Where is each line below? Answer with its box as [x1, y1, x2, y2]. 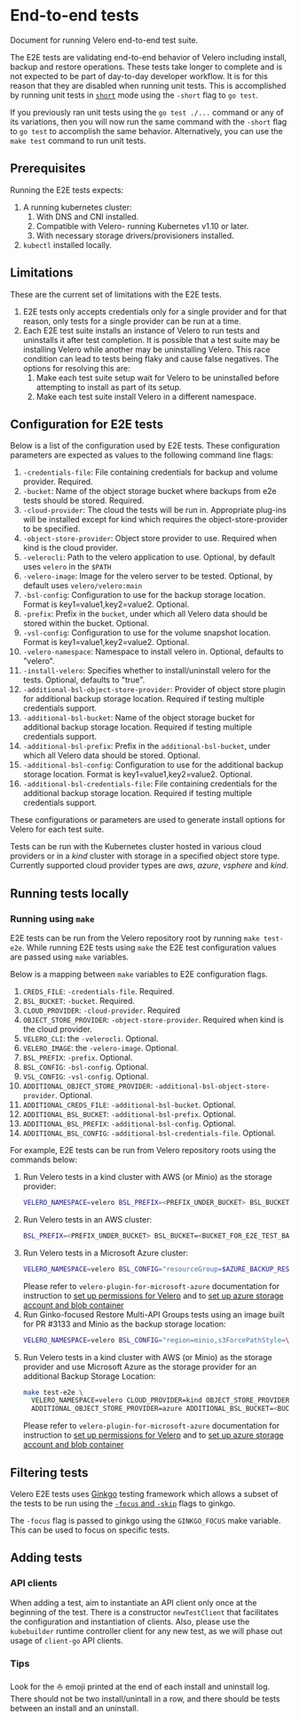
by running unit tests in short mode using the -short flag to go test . [10, 90, 258, 100]
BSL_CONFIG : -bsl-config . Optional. [22, 1062, 149, 1072]
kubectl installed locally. [22, 239, 112, 250]
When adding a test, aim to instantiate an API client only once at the [10, 1597, 257, 1608]
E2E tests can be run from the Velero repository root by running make [10, 933, 260, 944]
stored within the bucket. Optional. [22, 618, 150, 629]
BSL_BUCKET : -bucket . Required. [22, 996, 136, 1007]
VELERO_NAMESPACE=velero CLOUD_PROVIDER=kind [31, 1396, 202, 1405]
